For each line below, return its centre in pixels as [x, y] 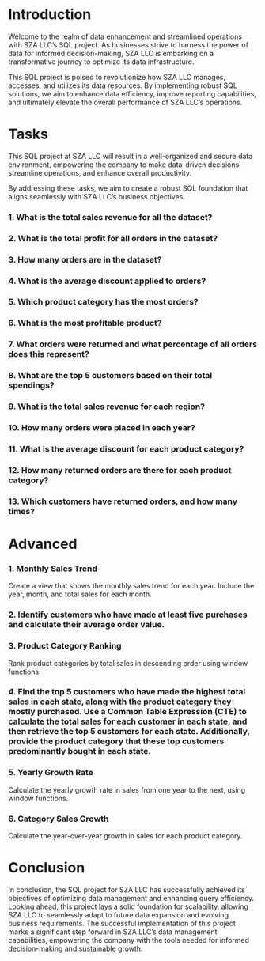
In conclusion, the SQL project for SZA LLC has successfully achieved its [127, 890]
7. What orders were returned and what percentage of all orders [132, 344]
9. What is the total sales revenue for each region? [107, 407]
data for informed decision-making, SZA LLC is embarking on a [111, 53]
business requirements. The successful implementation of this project [122, 924]
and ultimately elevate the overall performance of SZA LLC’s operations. [125, 102]
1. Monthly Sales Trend [53, 569]
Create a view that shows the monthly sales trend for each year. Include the [131, 586]
